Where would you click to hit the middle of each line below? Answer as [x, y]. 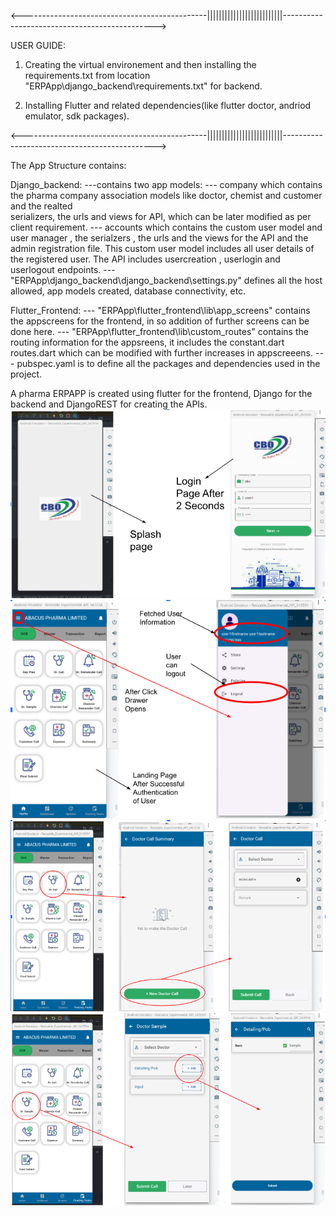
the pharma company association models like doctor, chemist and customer [166, 195]
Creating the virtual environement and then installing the [140, 64]
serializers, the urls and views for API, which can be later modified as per [161, 216]
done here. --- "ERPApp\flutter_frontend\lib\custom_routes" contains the [159, 331]
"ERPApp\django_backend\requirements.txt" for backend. [143, 86]
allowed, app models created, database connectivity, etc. [128, 291]
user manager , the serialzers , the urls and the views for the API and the [159, 238]
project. [26, 374]
